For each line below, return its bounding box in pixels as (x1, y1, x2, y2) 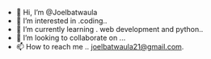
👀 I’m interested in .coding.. (15, 16, 108, 26)
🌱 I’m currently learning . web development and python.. (15, 25, 204, 33)
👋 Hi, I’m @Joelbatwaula (15, 8, 98, 17)
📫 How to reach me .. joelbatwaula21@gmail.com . (15, 42, 184, 51)
